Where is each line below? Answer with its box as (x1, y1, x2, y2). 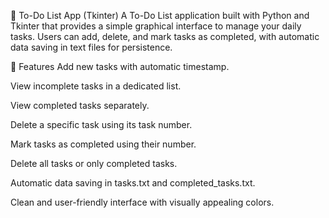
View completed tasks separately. (10, 100, 150, 111)
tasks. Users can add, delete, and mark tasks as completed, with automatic (10, 31, 320, 42)
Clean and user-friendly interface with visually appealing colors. (10, 196, 275, 208)
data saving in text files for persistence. (10, 41, 173, 53)
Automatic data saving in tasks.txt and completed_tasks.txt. (10, 177, 256, 189)
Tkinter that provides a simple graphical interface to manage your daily (10, 20, 302, 32)
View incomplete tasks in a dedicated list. (10, 80, 182, 92)
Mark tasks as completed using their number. (10, 138, 197, 150)
